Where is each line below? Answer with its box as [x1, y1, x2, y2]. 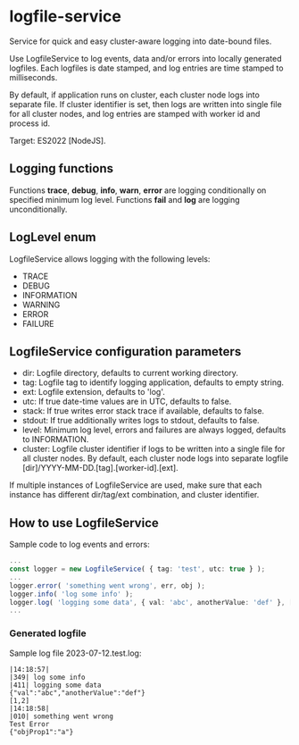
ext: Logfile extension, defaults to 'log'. [21, 387, 165, 398]
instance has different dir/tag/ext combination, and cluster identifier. [9, 490, 260, 500]
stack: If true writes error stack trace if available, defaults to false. [21, 406, 265, 416]
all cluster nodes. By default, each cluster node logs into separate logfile [21, 453, 288, 464]
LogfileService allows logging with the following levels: [9, 253, 211, 264]
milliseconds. [9, 71, 58, 82]
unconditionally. [9, 204, 68, 214]
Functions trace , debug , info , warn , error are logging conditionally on [9, 185, 267, 196]
